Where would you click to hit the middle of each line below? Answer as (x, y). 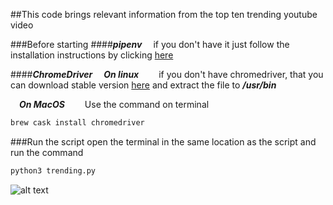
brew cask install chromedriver (77, 123)
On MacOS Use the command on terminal (114, 104)
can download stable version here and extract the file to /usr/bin (143, 85)
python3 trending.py (53, 170)
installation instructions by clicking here (92, 55)
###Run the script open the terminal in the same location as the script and (163, 141)
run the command (47, 152)
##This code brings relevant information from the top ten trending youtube (164, 14)
